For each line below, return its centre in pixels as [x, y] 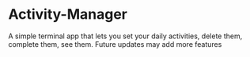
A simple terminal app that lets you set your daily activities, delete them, [125, 36]
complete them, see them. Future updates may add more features [115, 44]
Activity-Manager [68, 14]
